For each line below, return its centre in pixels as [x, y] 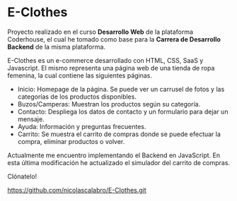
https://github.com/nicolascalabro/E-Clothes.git [77, 190]
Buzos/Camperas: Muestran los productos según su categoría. [109, 104]
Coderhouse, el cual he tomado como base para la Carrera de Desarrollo [114, 39]
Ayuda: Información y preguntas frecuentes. [82, 126]
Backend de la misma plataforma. [57, 47]
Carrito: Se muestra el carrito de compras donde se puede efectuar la [119, 134]
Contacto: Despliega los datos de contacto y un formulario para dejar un [123, 111]
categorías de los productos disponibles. [77, 97]
